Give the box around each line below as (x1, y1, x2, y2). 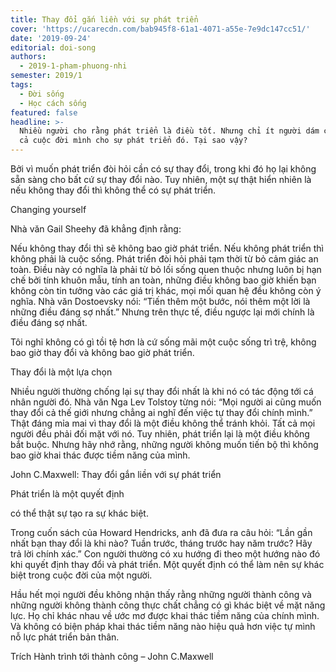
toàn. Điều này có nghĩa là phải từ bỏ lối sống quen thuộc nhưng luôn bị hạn (10, 264, 322, 275)
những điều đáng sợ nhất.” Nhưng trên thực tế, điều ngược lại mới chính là (10, 306, 315, 318)
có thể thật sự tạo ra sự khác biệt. (10, 507, 149, 519)
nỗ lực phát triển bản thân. (10, 631, 120, 643)
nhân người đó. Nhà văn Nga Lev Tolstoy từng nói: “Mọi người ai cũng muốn (10, 396, 322, 408)
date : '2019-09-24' (10, 33, 92, 43)
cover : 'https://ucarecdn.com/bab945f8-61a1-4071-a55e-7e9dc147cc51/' (10, 24, 311, 34)
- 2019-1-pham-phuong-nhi (19, 61, 128, 71)
